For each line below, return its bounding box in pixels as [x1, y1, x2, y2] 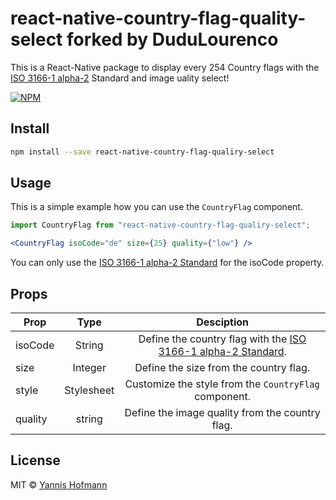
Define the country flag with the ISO [138, 332, 307, 346]
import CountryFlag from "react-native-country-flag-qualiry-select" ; [10, 220, 311, 231]
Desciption [196, 315, 250, 329]
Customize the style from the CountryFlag [124, 377, 320, 391]
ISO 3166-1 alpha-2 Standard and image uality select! [10, 72, 230, 84]
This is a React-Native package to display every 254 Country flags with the [10, 61, 320, 73]
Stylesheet [64, 383, 115, 397]
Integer [72, 361, 107, 374]
